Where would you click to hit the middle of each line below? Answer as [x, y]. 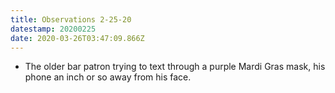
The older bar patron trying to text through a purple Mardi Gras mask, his [175, 67]
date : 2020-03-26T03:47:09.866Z [77, 38]
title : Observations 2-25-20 [71, 19]
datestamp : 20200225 [53, 29]
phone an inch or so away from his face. [108, 77]
